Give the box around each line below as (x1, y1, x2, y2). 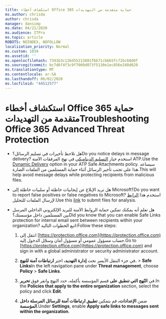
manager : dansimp (5, 21, 41, 26)
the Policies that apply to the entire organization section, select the (19, 283, 159, 289)
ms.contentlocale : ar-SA (5, 72, 56, 77)
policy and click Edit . (19, 288, 63, 294)
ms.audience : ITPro (5, 30, 45, 35)
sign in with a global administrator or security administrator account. (19, 248, 159, 254)
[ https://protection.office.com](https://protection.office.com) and (19, 243, 152, 249)
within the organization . (19, 308, 70, 314)
